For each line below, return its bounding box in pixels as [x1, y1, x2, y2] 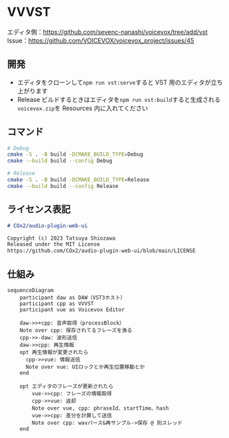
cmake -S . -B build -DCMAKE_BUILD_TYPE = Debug [7, 151, 143, 158]
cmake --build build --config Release [7, 182, 119, 189]
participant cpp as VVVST [19, 300, 94, 307]
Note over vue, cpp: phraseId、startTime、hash [32, 404, 169, 412]
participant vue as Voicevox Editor [19, 306, 126, 313]
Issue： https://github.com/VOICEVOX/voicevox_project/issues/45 [7, 36, 195, 45]
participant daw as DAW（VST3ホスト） [19, 294, 126, 301]
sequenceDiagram [7, 286, 54, 293]
